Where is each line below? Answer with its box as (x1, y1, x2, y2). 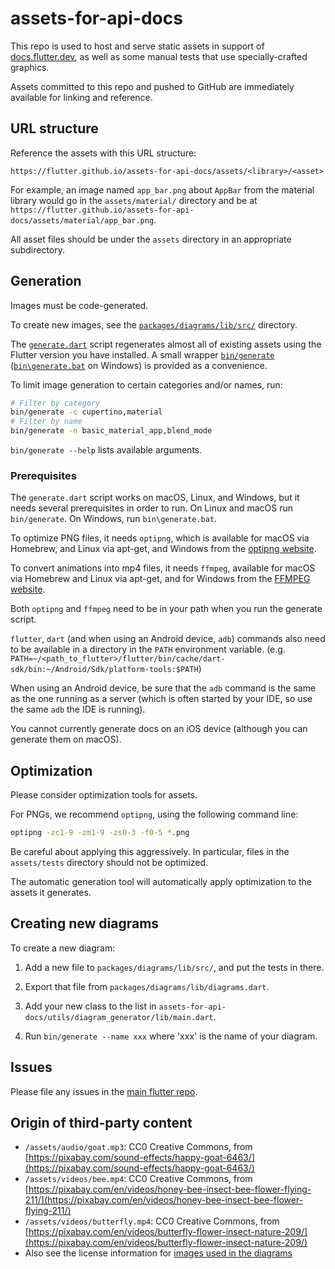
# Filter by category (10, 398, 101, 408)
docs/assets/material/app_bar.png (10, 215, 155, 226)
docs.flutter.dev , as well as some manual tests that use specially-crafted (10, 50, 308, 62)
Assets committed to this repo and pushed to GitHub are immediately (10, 80, 295, 92)
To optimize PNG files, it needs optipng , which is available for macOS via (10, 532, 310, 544)
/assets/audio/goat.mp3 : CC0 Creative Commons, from (24, 1141, 253, 1153)
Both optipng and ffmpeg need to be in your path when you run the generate (10, 603, 323, 615)
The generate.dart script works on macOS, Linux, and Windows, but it (10, 492, 300, 504)
